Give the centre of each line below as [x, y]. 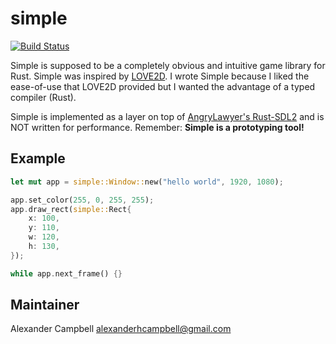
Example [38, 158]
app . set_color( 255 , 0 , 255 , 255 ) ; [82, 200]
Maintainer [45, 305]
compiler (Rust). [43, 97]
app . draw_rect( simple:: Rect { [71, 209]
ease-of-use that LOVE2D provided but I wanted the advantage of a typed [163, 86]
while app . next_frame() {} [66, 273]
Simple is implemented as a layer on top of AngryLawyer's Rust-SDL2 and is [167, 116]
